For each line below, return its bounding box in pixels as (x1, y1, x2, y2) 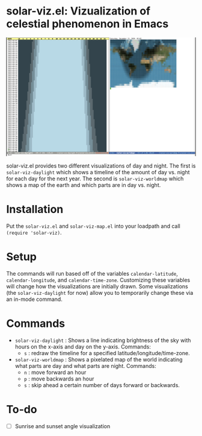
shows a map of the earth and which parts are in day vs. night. (6, 181, 161, 188)
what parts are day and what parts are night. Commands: (14, 362, 156, 369)
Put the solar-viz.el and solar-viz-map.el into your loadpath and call (6, 222, 180, 230)
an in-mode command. (6, 295, 63, 303)
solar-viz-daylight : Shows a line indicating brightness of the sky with (14, 336, 191, 344)
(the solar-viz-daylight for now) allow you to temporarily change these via (6, 289, 194, 296)
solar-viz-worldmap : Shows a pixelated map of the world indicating (14, 356, 183, 363)
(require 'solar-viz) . (6, 229, 62, 236)
